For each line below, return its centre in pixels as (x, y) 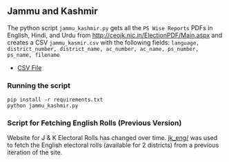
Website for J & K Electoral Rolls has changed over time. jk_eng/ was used (112, 138)
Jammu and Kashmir (52, 11)
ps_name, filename (33, 55)
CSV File (29, 67)
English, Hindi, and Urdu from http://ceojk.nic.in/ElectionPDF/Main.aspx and (115, 35)
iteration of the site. (35, 152)
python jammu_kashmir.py (43, 106)
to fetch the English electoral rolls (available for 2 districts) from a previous (113, 145)
